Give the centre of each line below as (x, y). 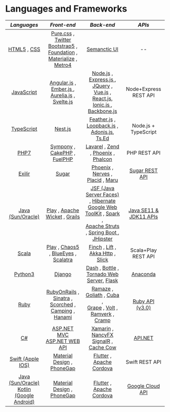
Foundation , (63, 52)
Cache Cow (102, 347)
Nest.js (63, 128)
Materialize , (63, 59)
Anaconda (143, 274)
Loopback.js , (103, 125)
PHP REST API (143, 153)
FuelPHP (63, 159)
